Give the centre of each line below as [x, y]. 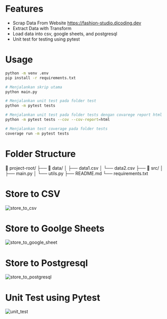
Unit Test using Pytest [53, 297]
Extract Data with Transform [42, 28]
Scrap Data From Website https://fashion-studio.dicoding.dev [77, 23]
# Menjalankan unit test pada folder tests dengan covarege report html [84, 115]
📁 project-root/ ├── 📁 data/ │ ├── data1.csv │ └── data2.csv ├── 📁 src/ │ [84, 168]
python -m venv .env [27, 73]
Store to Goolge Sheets [55, 228]
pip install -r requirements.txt [41, 78]
